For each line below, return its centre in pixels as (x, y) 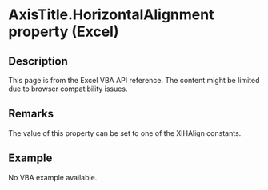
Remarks (31, 114)
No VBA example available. (53, 177)
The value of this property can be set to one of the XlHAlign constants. (125, 133)
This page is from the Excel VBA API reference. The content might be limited (134, 80)
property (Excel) (64, 32)
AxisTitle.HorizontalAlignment (111, 15)
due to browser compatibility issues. (68, 89)
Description (38, 61)
